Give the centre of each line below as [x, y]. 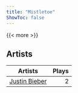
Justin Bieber [28, 81]
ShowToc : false [25, 18]
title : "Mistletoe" [31, 12]
